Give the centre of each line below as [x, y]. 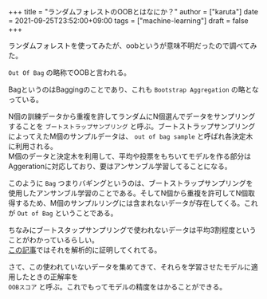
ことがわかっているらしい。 [54, 240]
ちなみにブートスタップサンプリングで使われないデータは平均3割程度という [132, 230]
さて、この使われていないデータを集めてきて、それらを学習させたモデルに [130, 267]
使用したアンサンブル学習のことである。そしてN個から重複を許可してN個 [128, 193]
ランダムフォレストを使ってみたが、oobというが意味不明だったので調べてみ [133, 45]
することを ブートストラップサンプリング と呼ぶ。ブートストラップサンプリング [132, 126]
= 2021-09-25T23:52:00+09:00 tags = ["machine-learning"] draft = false [128, 21]
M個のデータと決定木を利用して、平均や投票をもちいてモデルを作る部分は [130, 156]
